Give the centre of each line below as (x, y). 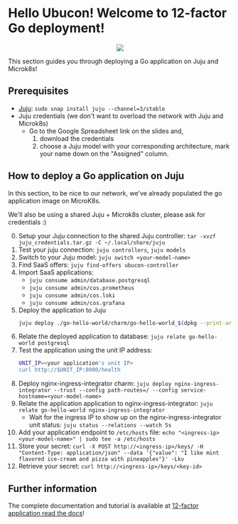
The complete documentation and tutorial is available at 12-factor (103, 506)
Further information (53, 488)
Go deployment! (56, 28)
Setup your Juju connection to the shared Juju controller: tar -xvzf (117, 235)
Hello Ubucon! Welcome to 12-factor (118, 13)
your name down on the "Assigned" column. (104, 154)
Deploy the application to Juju (62, 310)
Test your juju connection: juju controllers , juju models (102, 250)
